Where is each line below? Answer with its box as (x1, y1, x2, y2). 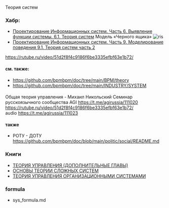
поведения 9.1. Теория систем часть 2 (12, 44, 95, 50)
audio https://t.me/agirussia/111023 (5, 110, 78, 116)
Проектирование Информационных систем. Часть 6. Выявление (12, 28, 153, 34)
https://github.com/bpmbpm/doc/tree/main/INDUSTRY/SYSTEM (12, 82, 147, 88)
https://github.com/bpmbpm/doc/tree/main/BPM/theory (12, 77, 129, 83)
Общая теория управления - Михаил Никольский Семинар (5, 94, 133, 100)
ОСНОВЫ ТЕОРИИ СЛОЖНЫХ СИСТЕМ (12, 168, 99, 174)
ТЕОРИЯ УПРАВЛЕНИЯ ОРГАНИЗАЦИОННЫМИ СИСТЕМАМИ (12, 173, 146, 179)
